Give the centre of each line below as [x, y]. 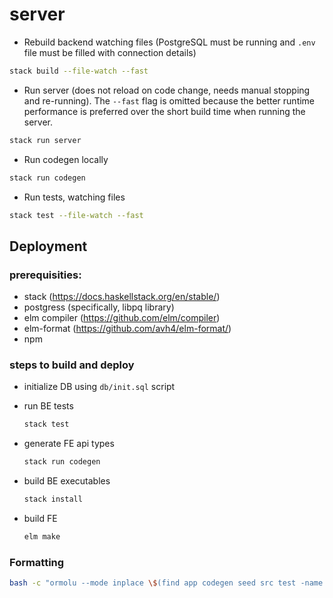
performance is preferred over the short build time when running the [164, 111]
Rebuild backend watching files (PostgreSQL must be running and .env [169, 42]
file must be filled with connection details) [110, 52]
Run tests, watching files [74, 197]
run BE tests [48, 406]
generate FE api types [69, 444]
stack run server [45, 140]
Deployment [48, 246]
